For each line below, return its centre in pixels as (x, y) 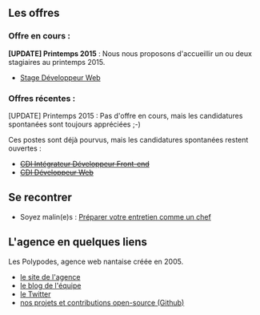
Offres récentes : (42, 98)
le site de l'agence (50, 277)
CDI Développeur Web (56, 172)
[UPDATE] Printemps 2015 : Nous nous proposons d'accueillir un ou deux (130, 53)
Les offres (34, 13)
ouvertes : (25, 148)
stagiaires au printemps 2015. (57, 62)
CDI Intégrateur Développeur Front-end (84, 164)
